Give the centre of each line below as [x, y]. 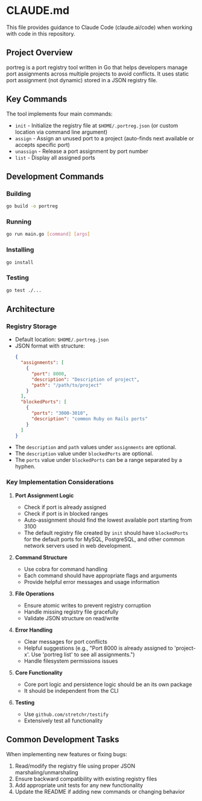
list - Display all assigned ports [55, 157]
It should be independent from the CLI [71, 690]
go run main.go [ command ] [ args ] [48, 234]
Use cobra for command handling [66, 569]
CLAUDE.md [38, 11]
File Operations [34, 594]
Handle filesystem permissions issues [71, 661]
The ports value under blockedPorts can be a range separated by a [98, 460]
